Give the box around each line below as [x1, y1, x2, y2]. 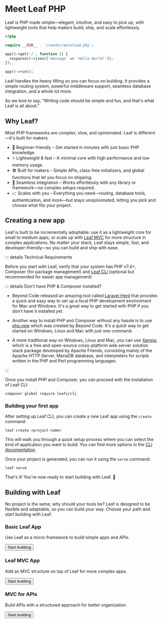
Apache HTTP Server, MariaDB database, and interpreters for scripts [12, 353, 149, 359]
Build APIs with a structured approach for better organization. [5, 602, 127, 607]
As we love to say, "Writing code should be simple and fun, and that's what [5, 98, 155, 104]
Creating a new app [5, 216, 65, 225]
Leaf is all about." [5, 103, 40, 109]
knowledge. [12, 149, 36, 155]
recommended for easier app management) [5, 274, 92, 279]
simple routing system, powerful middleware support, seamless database [5, 83, 151, 89]
